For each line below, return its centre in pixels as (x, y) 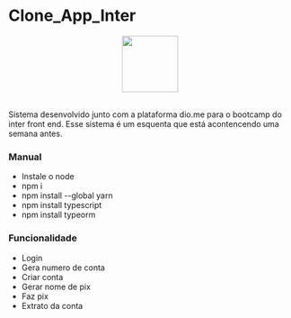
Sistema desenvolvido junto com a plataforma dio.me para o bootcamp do (145, 114)
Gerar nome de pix (56, 286)
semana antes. (35, 133)
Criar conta (42, 277)
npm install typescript (62, 205)
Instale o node (48, 177)
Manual (25, 157)
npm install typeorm (58, 215)
